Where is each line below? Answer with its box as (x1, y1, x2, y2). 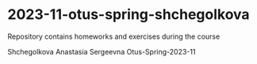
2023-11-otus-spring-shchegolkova (7, 6, 251, 24)
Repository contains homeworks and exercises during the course (7, 32, 221, 41)
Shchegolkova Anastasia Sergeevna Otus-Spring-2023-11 (7, 47, 196, 56)
